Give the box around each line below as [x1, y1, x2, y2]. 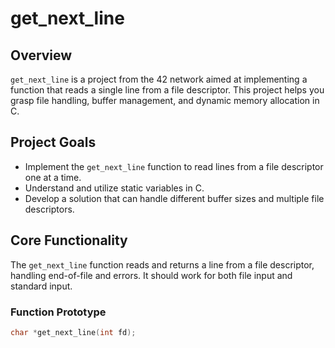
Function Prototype [10, 305, 107, 319]
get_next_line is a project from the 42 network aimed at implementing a [10, 73, 308, 85]
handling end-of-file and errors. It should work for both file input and [10, 269, 293, 281]
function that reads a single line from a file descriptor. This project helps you [10, 84, 325, 96]
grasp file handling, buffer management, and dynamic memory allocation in [10, 95, 320, 106]
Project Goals [10, 134, 97, 151]
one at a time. [24, 171, 82, 183]
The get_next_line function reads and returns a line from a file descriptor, [10, 258, 315, 271]
